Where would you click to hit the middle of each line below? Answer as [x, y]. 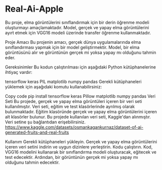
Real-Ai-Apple [34, 9]
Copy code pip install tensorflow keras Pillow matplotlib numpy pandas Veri [80, 96]
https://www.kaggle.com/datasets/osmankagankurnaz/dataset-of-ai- [74, 127]
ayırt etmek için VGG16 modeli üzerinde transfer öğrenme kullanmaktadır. [78, 33]
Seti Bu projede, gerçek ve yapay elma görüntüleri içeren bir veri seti [73, 101]
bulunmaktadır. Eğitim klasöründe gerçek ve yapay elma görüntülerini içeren [81, 111]
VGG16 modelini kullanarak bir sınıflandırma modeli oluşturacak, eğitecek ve [81, 152]
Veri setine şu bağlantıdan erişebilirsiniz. [45, 122]
